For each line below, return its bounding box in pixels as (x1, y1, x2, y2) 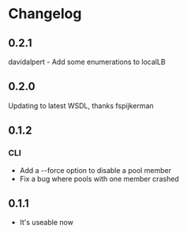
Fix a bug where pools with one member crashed (19, 174, 179, 183)
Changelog (8, 5, 82, 23)
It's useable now (19, 218, 73, 227)
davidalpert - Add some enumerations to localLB (8, 57, 166, 66)
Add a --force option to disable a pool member (19, 165, 172, 175)
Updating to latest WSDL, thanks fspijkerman (8, 100, 154, 111)
